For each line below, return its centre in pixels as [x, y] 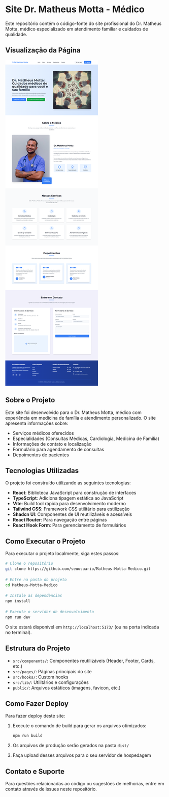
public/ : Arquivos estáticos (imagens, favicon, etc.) [66, 688]
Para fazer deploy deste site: [35, 716]
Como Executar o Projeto [45, 541]
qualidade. [16, 34]
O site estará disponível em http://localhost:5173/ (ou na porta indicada [82, 627]
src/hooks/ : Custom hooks [40, 677]
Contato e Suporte [35, 771]
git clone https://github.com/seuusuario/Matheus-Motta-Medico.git [78, 569]
